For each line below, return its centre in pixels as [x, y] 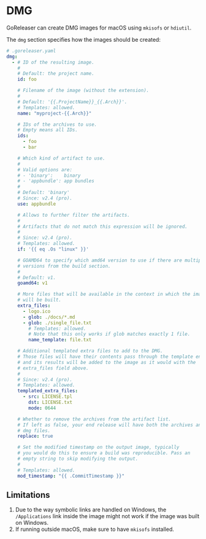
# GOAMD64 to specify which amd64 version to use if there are [100, 260]
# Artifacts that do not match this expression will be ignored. [103, 227]
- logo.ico [36, 311]
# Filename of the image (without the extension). [83, 91]
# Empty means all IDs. [48, 130]
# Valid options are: [45, 169]
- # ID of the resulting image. [53, 62]
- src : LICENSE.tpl [47, 397]
